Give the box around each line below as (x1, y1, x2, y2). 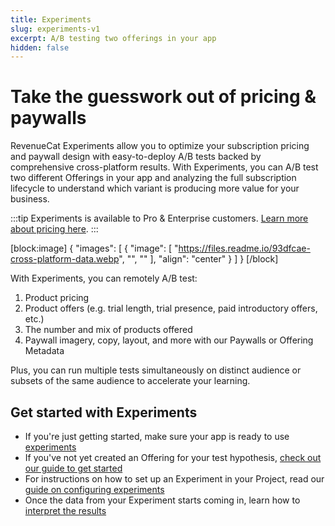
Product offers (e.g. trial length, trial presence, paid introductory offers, (24, 302, 318, 315)
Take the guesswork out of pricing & (10, 86, 317, 108)
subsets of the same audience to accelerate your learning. (10, 375, 251, 387)
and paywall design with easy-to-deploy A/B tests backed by (10, 151, 262, 163)
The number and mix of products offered (24, 324, 193, 336)
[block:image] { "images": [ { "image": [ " (10, 242, 179, 255)
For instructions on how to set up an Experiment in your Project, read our (24, 473, 325, 485)
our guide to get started (24, 462, 123, 474)
